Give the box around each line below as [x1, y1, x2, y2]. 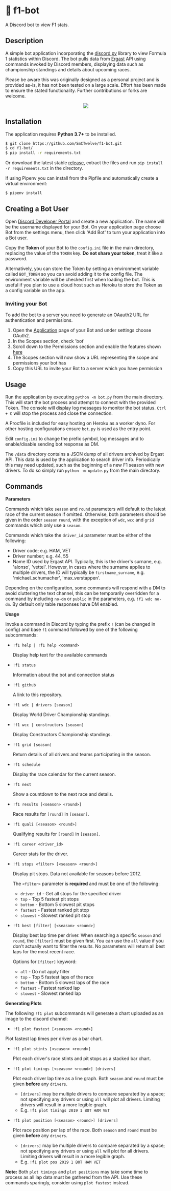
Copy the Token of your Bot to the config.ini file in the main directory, [5, 244, 155, 251]
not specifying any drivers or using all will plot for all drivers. [20, 1147, 150, 1154]
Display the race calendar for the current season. [12, 771, 116, 777]
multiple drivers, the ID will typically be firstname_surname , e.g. [12, 569, 145, 575]
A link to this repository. [12, 691, 63, 698]
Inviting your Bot [5, 300, 47, 307]
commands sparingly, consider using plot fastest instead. [5, 1179, 130, 1185]
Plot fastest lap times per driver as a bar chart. [5, 1035, 103, 1042]
